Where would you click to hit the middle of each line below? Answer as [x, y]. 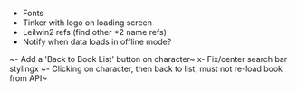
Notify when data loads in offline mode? [97, 41]
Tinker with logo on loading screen [87, 23]
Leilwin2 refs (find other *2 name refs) [95, 32]
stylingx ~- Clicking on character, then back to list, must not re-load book [146, 68]
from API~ [29, 78]
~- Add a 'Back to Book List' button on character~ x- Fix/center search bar [148, 59]
